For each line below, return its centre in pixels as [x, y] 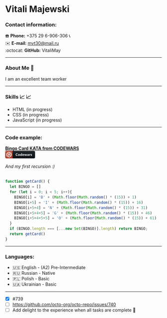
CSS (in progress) [31, 115]
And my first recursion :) [30, 166]
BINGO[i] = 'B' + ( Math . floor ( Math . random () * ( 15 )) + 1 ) [75, 197]
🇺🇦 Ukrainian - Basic [35, 284]
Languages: [20, 256]
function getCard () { [28, 182]
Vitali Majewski [37, 9]
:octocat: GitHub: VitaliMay [33, 50]
